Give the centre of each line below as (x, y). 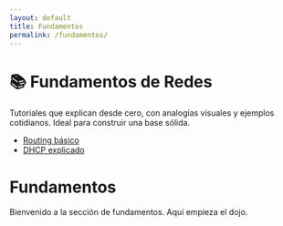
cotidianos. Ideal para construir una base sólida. (100, 123)
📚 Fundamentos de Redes (111, 82)
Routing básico (51, 140)
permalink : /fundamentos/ (58, 35)
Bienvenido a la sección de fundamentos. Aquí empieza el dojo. (129, 212)
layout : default (40, 18)
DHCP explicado (53, 150)
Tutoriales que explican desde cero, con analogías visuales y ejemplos (142, 113)
